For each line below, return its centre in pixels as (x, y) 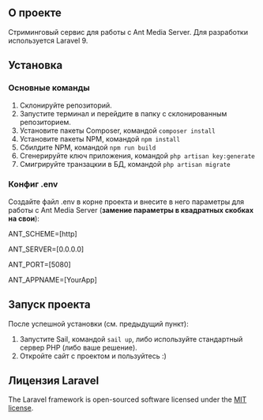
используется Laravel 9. (48, 40)
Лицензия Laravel (54, 380)
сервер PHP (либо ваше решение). (79, 347)
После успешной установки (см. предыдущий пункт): (98, 324)
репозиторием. (45, 122)
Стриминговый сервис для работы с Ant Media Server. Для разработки (128, 32)
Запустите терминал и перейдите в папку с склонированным (123, 113)
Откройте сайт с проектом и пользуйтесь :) (93, 356)
